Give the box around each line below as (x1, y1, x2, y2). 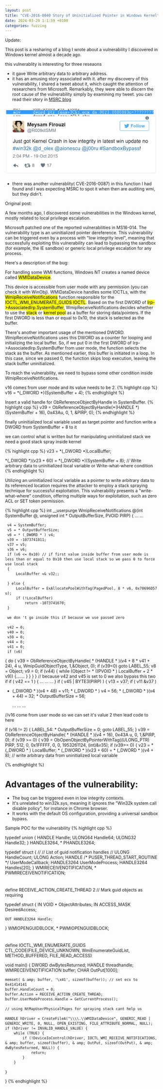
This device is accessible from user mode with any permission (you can (5, 284, 148, 290)
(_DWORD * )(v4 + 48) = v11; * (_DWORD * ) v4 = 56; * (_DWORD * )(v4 (12, 688, 155, 694)
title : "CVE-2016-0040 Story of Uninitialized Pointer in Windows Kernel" (5, 13, 160, 18)
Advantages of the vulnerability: (5, 779, 138, 790)
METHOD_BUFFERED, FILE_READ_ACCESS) (5, 953, 92, 959)
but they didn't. (12, 191, 43, 197)
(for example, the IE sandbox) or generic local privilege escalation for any (5, 245, 152, 251)
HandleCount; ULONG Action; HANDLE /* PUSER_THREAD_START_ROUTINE (5, 854, 158, 860)
